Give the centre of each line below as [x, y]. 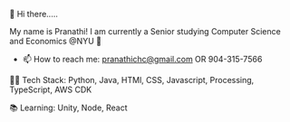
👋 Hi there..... [34, 14]
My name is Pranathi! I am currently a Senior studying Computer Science [145, 31]
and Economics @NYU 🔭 [56, 41]
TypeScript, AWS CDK [51, 89]
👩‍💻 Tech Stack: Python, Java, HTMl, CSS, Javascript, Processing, [132, 80]
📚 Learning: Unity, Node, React [69, 108]
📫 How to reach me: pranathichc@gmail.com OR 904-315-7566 [142, 59]
